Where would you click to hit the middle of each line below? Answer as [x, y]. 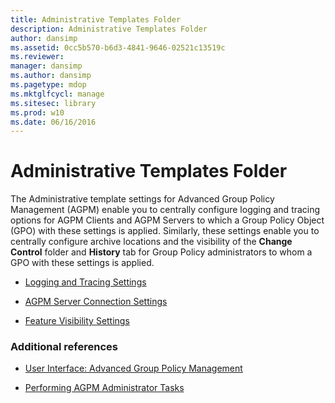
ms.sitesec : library [53, 103]
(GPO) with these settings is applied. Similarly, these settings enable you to [165, 231]
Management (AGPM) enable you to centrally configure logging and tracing [165, 210]
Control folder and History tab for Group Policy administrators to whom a [161, 252]
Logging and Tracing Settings [85, 282]
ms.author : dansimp [51, 76]
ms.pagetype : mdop [48, 85]
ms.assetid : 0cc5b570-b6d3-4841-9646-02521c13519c [118, 47]
